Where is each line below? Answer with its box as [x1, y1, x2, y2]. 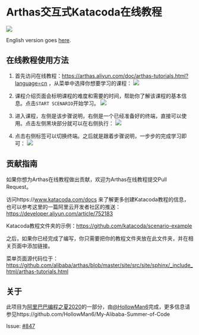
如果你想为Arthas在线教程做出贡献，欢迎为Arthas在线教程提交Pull [6, 176, 168, 183]
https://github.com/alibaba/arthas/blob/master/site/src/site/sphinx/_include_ [6, 261, 193, 268]
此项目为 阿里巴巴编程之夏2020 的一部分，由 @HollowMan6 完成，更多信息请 [6, 304, 190, 311]
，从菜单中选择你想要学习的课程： [48, 80, 132, 87]
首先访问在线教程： [14, 72, 62, 79]
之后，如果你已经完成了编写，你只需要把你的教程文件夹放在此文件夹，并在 [6, 235, 188, 242]
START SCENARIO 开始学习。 [35, 99, 100, 107]
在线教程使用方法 [6, 55, 69, 65]
